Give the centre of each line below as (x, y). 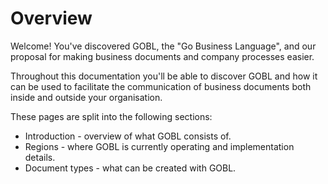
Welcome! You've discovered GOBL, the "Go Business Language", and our (163, 46)
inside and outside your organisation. (86, 97)
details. (40, 157)
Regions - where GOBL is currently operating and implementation (159, 146)
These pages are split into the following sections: (111, 116)
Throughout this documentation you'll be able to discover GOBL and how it (164, 76)
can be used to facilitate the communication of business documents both (161, 86)
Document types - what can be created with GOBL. (130, 168)
